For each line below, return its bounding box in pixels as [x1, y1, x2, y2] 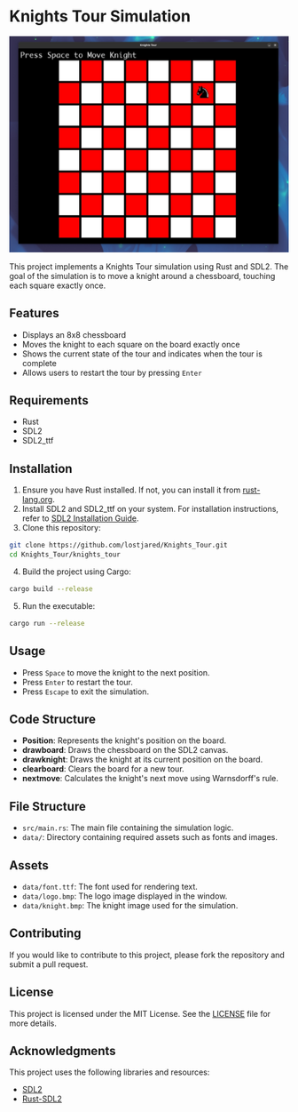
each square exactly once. [9, 280, 106, 291]
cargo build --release [9, 584, 93, 593]
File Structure [9, 798, 86, 814]
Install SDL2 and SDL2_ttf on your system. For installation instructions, [21, 504, 279, 515]
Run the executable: [21, 600, 96, 611]
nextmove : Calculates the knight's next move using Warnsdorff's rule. [21, 773, 279, 784]
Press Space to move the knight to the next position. [21, 667, 210, 677]
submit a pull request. [9, 958, 89, 970]
